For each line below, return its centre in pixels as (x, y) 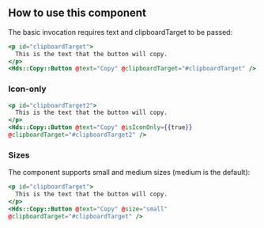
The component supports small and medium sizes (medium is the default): (129, 173)
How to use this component (77, 13)
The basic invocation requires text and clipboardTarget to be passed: (121, 32)
